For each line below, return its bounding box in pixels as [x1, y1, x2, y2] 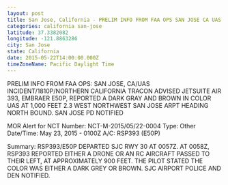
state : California [7, 48, 59, 55]
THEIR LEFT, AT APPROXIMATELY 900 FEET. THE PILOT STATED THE [7, 156, 203, 165]
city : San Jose [7, 42, 51, 48]
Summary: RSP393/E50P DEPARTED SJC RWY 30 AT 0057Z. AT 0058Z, [7, 142, 210, 150]
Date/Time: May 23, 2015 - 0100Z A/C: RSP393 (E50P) [7, 129, 160, 137]
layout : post [7, 10, 44, 17]
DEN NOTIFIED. [7, 171, 51, 180]
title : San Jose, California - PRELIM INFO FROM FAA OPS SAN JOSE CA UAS [7, 16, 222, 23]
